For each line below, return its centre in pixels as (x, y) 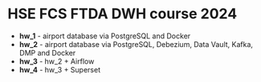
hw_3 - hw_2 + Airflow (57, 61)
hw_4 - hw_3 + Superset (60, 69)
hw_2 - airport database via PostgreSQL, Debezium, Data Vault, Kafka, (136, 44)
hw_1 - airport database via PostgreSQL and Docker (105, 36)
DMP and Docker (47, 53)
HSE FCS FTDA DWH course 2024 (122, 14)
